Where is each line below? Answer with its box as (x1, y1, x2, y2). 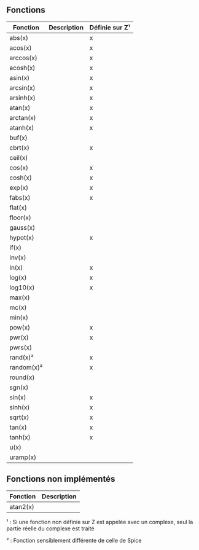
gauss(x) (9, 223, 36, 232)
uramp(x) (9, 453, 37, 462)
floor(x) (9, 213, 32, 222)
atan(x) (9, 103, 31, 112)
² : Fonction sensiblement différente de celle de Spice (6, 536, 142, 544)
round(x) (9, 373, 35, 382)
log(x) (9, 273, 27, 281)
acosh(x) (9, 63, 36, 72)
